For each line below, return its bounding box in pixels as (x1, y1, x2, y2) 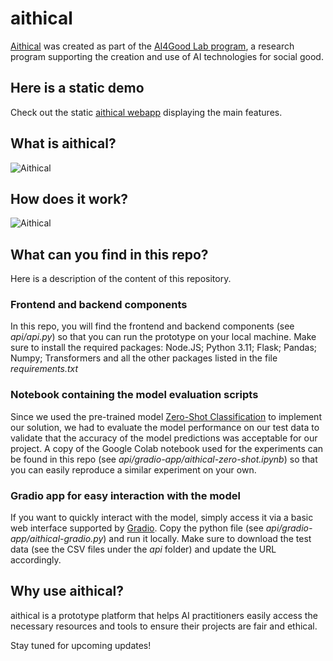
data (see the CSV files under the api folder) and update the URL (10, 543, 277, 556)
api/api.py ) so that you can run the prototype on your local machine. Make (10, 331, 317, 343)
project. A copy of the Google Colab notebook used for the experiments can (10, 442, 324, 454)
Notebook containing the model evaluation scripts (10, 388, 259, 402)
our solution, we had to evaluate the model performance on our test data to (10, 421, 320, 433)
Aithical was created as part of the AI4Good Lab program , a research (10, 40, 295, 52)
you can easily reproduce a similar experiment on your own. (10, 463, 257, 476)
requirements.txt (10, 363, 79, 375)
